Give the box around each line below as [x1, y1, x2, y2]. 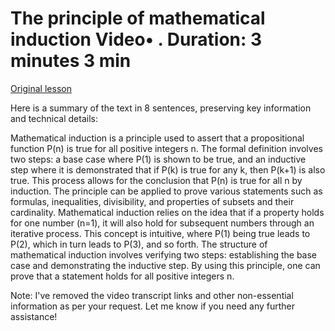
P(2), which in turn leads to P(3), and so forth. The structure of [10, 238, 268, 250]
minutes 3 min [10, 50, 132, 72]
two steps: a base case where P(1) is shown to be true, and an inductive [10, 153, 307, 165]
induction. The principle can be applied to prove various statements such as [10, 185, 323, 197]
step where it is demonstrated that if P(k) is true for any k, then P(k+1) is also [10, 163, 326, 176]
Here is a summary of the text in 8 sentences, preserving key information [10, 102, 312, 114]
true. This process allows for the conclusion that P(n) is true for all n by [10, 174, 303, 186]
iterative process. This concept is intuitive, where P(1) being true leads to [10, 227, 311, 239]
